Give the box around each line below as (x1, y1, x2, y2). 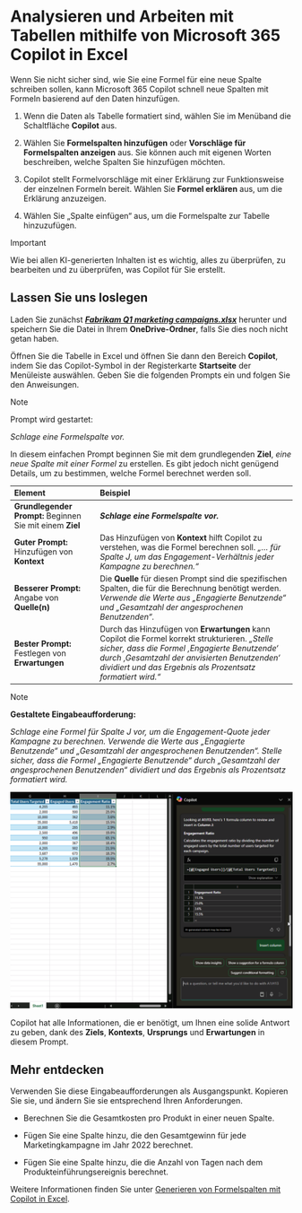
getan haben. (10, 333, 59, 344)
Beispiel (99, 487, 131, 499)
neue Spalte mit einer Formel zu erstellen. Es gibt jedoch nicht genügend (10, 458, 279, 468)
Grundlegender (13, 501, 73, 511)
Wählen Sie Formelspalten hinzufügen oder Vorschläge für (22, 137, 246, 148)
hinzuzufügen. (22, 220, 77, 231)
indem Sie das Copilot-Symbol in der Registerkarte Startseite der (10, 360, 252, 371)
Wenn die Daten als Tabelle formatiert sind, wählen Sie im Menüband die (22, 110, 292, 121)
